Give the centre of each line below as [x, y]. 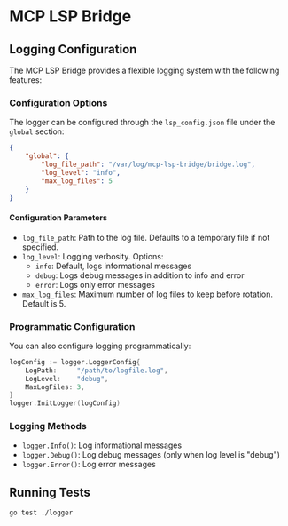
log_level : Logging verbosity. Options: [93, 256]
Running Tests [50, 492]
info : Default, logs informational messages [113, 266]
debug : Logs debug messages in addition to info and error [140, 275]
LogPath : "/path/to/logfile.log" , [97, 371]
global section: [37, 131]
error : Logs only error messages [95, 284]
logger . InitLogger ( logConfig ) [65, 403]
